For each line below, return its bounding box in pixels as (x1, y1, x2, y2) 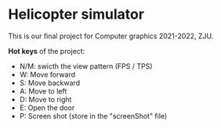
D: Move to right (19, 94, 72, 104)
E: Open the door (19, 103, 75, 112)
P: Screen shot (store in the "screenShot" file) (19, 111, 168, 120)
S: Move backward (19, 78, 81, 87)
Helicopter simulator (8, 5, 145, 23)
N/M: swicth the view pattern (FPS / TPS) (19, 61, 153, 71)
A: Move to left (19, 86, 67, 95)
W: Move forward (19, 69, 76, 79)
